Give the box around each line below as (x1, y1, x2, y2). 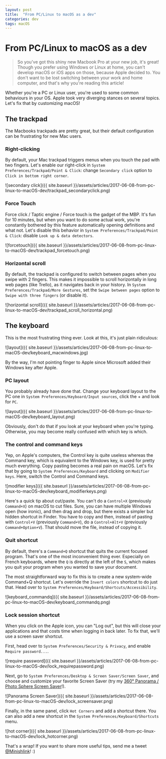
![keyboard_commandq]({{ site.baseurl (5, 593, 84, 599)
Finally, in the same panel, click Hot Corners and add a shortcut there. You (5, 708, 156, 714)
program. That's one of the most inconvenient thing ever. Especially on (5, 553, 150, 559)
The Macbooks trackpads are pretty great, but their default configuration (5, 128, 154, 134)
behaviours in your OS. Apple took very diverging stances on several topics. (5, 95, 160, 101)
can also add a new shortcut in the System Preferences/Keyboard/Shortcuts (5, 713, 159, 719)
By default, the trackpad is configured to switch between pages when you (5, 271, 156, 277)
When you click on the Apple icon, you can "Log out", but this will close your (5, 622, 161, 629)
